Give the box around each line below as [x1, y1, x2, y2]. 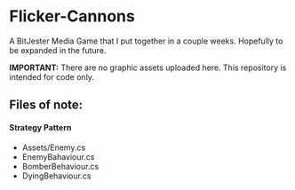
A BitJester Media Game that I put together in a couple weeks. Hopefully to [9, 36, 283, 46]
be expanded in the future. [9, 44, 107, 55]
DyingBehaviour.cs [21, 170, 92, 181]
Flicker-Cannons [9, 6, 135, 27]
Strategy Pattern [9, 122, 72, 132]
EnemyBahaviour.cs [21, 151, 95, 162]
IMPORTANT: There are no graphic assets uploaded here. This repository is [9, 62, 287, 73]
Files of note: [9, 98, 84, 113]
